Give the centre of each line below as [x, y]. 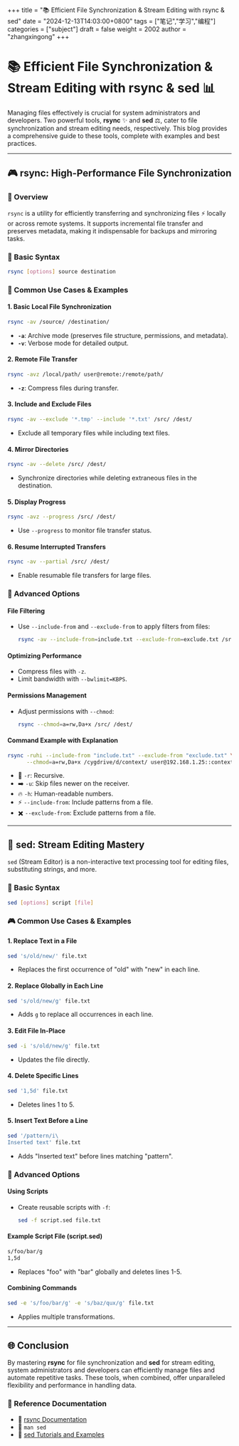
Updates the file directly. [54, 1060]
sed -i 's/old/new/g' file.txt [54, 1046]
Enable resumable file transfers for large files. [84, 576]
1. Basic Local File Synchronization [59, 307]
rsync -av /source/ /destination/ [59, 322]
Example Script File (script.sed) [55, 1236]
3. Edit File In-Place [37, 1031]
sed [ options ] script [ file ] [51, 902]
